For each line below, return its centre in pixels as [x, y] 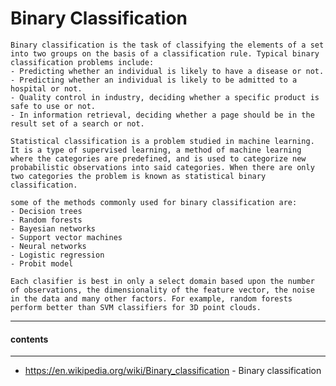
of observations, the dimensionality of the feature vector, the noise [162, 290]
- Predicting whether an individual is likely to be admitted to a [154, 80]
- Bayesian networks [53, 228]
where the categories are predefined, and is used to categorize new [158, 158]
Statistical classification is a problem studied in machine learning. [162, 141]
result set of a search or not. [77, 123]
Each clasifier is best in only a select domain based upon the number [162, 281]
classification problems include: [82, 62]
